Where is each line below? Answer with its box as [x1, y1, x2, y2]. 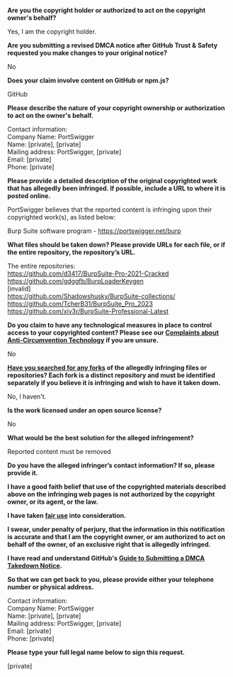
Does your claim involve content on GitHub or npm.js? [7, 76, 169, 85]
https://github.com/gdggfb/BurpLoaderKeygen [7, 277, 144, 285]
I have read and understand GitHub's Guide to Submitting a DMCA [7, 554, 205, 562]
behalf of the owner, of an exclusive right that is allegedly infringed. [7, 540, 211, 548]
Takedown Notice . [7, 561, 62, 570]
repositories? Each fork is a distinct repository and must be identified [7, 371, 215, 379]
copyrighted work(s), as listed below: [7, 213, 115, 221]
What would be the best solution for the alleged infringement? [7, 433, 194, 442]
